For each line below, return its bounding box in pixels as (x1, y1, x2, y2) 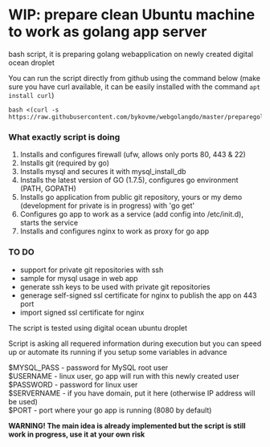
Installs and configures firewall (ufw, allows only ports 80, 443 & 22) (19, 150, 247, 160)
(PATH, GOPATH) (19, 184, 76, 193)
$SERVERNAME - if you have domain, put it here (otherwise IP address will (8, 388, 256, 398)
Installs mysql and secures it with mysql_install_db (19, 167, 186, 177)
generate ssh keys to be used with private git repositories (19, 282, 211, 291)
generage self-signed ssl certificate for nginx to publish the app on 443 (19, 291, 257, 300)
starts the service (19, 218, 79, 228)
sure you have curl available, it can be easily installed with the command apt (8, 82, 261, 91)
